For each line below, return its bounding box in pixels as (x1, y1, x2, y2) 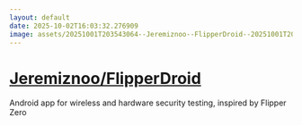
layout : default (9, 12, 70, 22)
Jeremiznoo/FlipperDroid (9, 68, 202, 88)
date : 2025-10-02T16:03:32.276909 (9, 21, 139, 30)
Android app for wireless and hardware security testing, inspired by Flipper (9, 97, 287, 108)
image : (9, 29, 34, 38)
